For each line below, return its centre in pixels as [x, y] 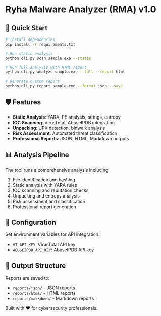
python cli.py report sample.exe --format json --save [64, 86]
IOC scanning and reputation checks [50, 190]
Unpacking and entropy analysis [46, 195]
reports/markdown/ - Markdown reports [53, 299]
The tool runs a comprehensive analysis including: [58, 170]
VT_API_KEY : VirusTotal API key [44, 245]
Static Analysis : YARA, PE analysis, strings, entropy [66, 117]
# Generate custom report [32, 81]
